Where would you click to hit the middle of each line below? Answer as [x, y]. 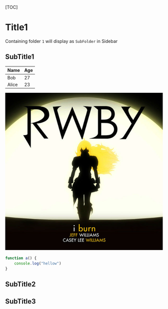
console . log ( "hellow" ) [38, 264]
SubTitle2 [20, 284]
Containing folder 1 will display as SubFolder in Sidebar [61, 41]
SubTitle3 [20, 301]
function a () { [21, 258]
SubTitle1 [20, 57]
